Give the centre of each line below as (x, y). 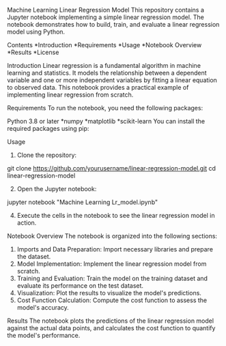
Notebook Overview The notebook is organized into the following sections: (112, 236)
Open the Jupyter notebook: (57, 189)
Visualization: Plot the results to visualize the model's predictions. (109, 293)
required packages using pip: (48, 128)
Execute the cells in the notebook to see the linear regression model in (116, 215)
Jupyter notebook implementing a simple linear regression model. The (106, 17)
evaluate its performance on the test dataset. (80, 286)
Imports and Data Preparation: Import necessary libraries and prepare (115, 249)
